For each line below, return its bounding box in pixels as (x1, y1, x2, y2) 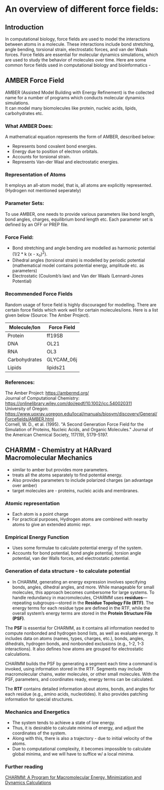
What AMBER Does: (5, 122, 53, 129)
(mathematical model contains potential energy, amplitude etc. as (12, 263, 144, 268)
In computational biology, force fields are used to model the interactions (5, 36, 150, 42)
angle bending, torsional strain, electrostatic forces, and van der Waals (5, 47, 148, 52)
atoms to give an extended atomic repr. (12, 522, 92, 527)
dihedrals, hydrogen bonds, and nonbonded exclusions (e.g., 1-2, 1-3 (5, 641, 144, 646)
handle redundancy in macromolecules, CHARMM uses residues (12, 594, 143, 600)
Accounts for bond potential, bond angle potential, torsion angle (12, 550, 141, 556)
